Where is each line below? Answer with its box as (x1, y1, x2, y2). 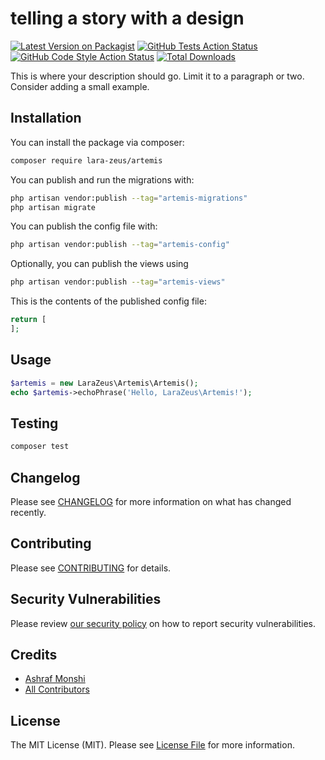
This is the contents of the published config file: (10, 295, 207, 307)
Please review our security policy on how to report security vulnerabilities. (10, 617, 316, 629)
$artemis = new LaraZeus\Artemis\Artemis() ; (10, 378, 199, 388)
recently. (10, 506, 47, 518)
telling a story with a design (10, 7, 245, 30)
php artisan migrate (10, 202, 97, 212)
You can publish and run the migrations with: (10, 173, 195, 186)
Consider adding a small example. (10, 80, 150, 92)
